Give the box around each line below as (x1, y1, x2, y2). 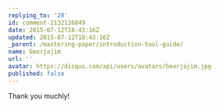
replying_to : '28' (8, 11, 68, 20)
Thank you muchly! (8, 91, 70, 100)
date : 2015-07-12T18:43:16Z (8, 26, 100, 34)
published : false (8, 70, 65, 77)
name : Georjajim (8, 48, 61, 56)
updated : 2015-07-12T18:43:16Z (8, 33, 110, 41)
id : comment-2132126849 (8, 19, 86, 27)
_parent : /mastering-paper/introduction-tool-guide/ (8, 41, 184, 49)
